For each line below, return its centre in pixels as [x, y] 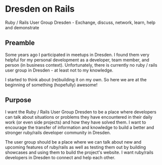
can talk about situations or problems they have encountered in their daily [79, 117]
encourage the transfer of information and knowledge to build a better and [80, 127]
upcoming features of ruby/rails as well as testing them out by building [75, 147]
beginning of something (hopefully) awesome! [51, 85]
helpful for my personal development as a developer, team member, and [77, 60]
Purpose [18, 100]
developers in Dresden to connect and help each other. [60, 157]
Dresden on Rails [40, 9]
